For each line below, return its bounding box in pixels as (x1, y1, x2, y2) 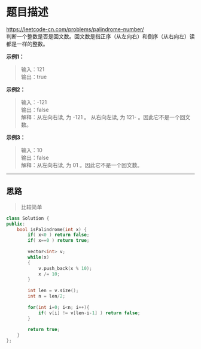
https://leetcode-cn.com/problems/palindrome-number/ (6, 25, 144, 33)
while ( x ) (28, 254, 50, 260)
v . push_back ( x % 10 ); (38, 265, 93, 271)
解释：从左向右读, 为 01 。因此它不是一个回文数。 (20, 161, 143, 168)
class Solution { (6, 215, 50, 221)
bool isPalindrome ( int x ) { (17, 226, 87, 232)
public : (6, 221, 26, 227)
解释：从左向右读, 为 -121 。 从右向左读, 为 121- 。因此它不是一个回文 (20, 113, 191, 120)
